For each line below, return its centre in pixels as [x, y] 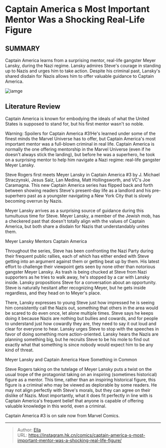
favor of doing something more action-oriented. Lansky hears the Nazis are [82, 334]
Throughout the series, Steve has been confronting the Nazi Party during [79, 251]
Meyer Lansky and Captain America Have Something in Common [71, 359]
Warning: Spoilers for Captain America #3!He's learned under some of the [80, 133]
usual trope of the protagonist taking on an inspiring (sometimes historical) [81, 374]
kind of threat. [20, 350]
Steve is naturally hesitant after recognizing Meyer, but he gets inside [76, 287]
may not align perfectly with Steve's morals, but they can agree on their [78, 390]
